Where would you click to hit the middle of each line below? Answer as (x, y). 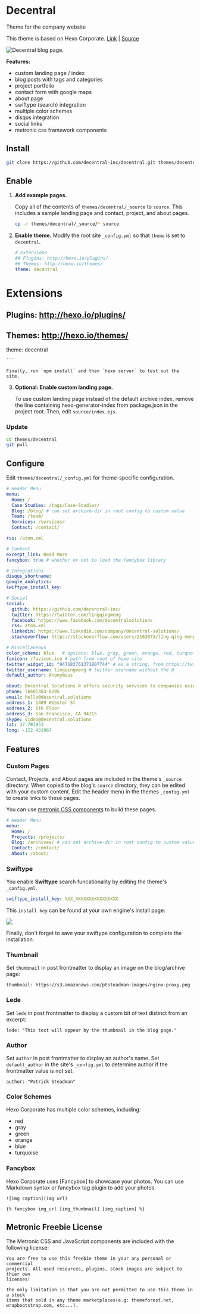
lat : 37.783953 (25, 725)
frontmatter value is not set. (40, 1071)
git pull (17, 445)
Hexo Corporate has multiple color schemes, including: (74, 1110)
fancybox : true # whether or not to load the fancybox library (86, 560)
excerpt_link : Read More (37, 555)
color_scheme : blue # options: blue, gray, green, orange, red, (90, 653)
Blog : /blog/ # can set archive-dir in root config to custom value (98, 511)
